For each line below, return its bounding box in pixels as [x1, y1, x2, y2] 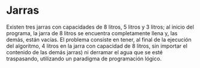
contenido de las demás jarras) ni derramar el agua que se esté [6, 48, 163, 55]
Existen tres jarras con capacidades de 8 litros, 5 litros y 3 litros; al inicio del [6, 23, 194, 30]
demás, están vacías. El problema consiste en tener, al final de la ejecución [6, 36, 192, 43]
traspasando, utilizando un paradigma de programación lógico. [6, 55, 162, 62]
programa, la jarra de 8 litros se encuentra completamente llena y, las [6, 29, 178, 36]
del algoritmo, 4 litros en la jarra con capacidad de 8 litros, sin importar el [6, 42, 188, 50]
